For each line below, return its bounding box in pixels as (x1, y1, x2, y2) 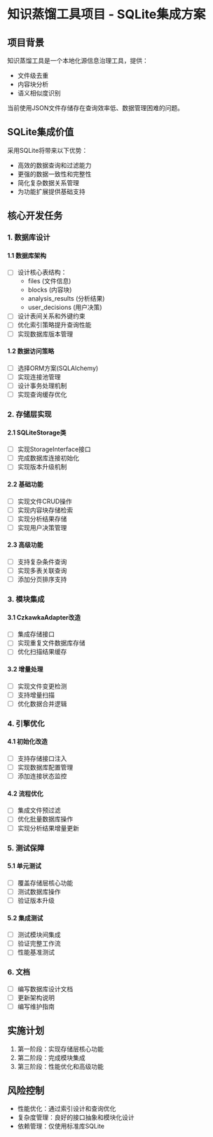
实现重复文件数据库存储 (17, 639, 85, 647)
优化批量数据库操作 (17, 815, 74, 824)
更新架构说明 (17, 993, 55, 1002)
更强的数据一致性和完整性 (17, 170, 92, 178)
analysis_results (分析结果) (27, 294, 105, 303)
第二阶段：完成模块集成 (17, 1053, 85, 1062)
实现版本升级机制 (17, 463, 67, 471)
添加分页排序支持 (17, 576, 67, 584)
